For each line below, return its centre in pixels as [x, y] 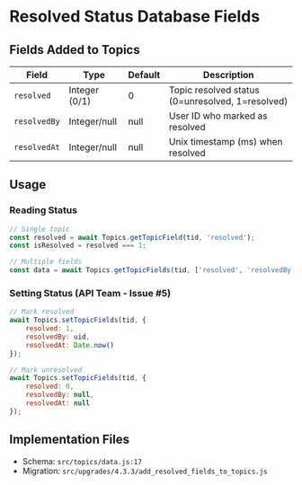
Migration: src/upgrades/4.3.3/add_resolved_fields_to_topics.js [145, 471]
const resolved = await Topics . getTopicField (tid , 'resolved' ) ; [132, 237]
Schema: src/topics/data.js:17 [82, 461]
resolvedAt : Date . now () [70, 345]
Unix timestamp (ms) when [226, 141]
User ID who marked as [218, 116]
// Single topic [40, 229]
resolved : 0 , [50, 387]
